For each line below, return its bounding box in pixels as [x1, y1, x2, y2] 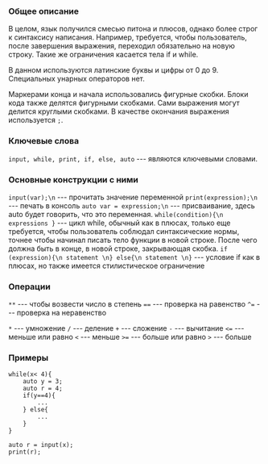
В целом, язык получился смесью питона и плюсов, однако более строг [8, 24, 258, 34]
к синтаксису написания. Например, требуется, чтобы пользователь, [8, 32, 248, 42]
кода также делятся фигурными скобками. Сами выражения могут [8, 98, 240, 108]
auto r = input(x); [8, 441, 74, 449]
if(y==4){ [23, 391, 56, 400]
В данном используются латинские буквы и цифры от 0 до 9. [8, 65, 219, 75]
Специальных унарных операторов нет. [8, 74, 145, 84]
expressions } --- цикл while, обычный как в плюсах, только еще [8, 218, 231, 228]
